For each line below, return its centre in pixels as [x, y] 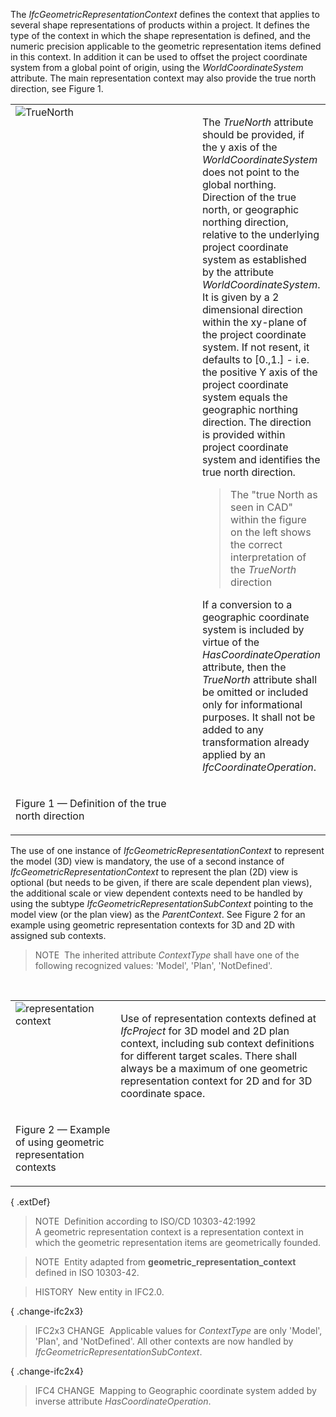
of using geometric [60, 1142]
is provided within [243, 434]
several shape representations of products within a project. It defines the [160, 25]
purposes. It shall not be [258, 717]
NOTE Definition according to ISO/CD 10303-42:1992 [145, 1221]
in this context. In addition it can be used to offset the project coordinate [159, 57]
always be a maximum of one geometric [214, 1068]
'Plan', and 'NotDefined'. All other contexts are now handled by [164, 1341]
